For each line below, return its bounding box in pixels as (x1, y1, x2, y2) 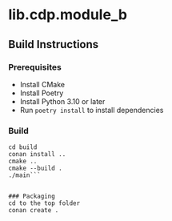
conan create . (8, 207, 59, 215)
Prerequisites (8, 62, 62, 73)
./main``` (8, 171, 42, 179)
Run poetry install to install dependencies (19, 105, 164, 115)
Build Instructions (8, 38, 99, 51)
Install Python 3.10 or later (19, 96, 106, 106)
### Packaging (8, 192, 56, 201)
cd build (8, 143, 38, 151)
